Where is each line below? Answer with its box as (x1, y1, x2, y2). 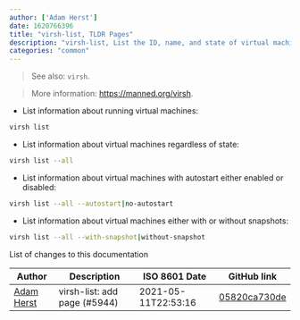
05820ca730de (218, 291, 287, 303)
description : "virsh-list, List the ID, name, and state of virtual (9, 38, 270, 47)
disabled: (21, 181, 56, 192)
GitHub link (228, 270, 277, 282)
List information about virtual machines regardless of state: (21, 139, 239, 149)
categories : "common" (9, 46, 90, 55)
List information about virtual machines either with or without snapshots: (21, 215, 288, 226)
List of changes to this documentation (9, 248, 149, 259)
